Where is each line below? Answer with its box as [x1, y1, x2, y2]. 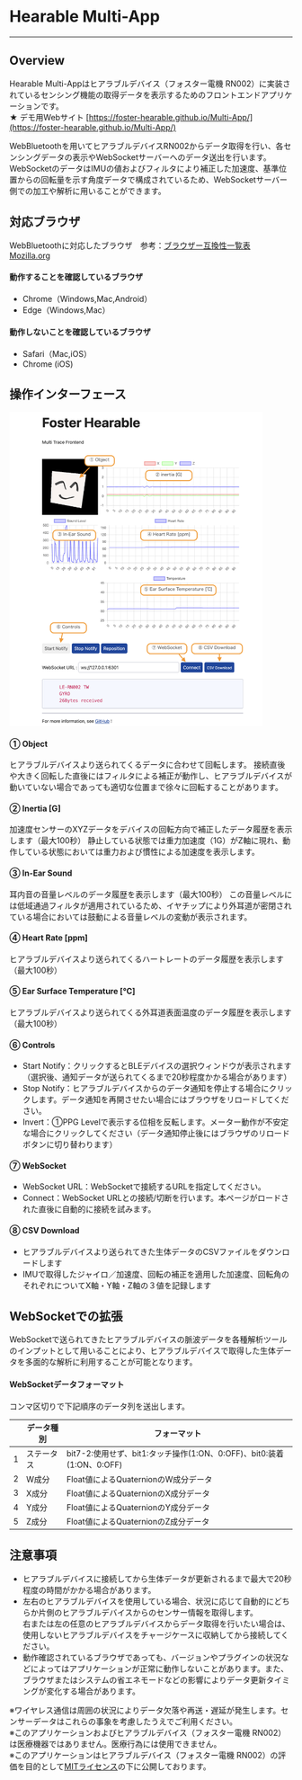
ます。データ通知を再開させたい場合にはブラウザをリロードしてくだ [38, 1094, 289, 1105]
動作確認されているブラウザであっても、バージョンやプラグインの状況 [22, 1651, 281, 1662]
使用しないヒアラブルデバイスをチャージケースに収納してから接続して [22, 1629, 281, 1640]
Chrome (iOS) [22, 358, 74, 369]
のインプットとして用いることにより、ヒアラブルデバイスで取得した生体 [9, 1346, 276, 1357]
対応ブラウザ [9, 214, 81, 230]
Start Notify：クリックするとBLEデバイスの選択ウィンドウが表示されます [22, 1061, 292, 1072]
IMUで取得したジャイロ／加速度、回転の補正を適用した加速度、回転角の [22, 1268, 289, 1279]
